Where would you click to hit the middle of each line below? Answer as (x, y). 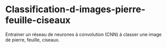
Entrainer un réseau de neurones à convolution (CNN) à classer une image (83, 34)
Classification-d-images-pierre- (75, 9)
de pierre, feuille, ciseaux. (32, 40)
